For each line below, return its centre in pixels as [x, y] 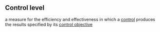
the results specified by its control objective [49, 24]
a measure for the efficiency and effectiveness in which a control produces [80, 19]
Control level [25, 8]
